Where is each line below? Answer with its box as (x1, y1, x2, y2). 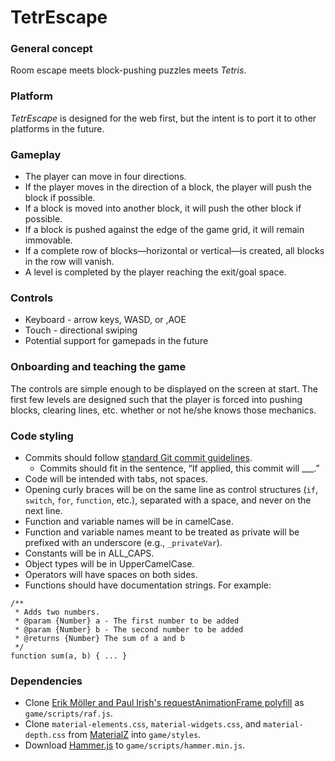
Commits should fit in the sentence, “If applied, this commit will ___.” (39, 462, 320, 474)
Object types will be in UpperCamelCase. (24, 557, 195, 570)
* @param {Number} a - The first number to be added (14, 616, 240, 626)
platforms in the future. (10, 122, 105, 135)
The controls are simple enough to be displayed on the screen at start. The (10, 382, 318, 395)
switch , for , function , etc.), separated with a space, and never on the (24, 494, 312, 506)
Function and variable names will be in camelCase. (24, 515, 234, 527)
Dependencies (10, 674, 83, 688)
